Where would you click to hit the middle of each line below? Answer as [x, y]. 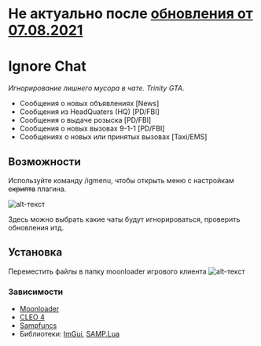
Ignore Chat [47, 66]
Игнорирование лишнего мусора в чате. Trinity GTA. [96, 88]
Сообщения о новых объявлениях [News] [89, 104]
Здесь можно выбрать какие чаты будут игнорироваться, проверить [124, 219]
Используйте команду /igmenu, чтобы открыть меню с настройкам [121, 180]
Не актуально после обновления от [130, 14]
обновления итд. [36, 227]
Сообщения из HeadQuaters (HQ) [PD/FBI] [89, 112]
